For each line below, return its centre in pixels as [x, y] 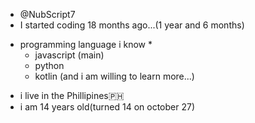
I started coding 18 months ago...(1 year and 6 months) [132, 25]
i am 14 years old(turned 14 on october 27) [107, 107]
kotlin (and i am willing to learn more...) [114, 76]
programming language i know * [86, 44]
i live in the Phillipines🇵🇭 [72, 95]
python [49, 65]
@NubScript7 [47, 14]
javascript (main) [69, 55]
